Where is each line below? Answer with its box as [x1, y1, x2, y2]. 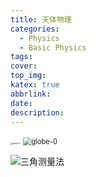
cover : [10, 61, 38, 71]
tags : [10, 52, 33, 62]
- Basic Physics [19, 42, 87, 53]
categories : [10, 24, 60, 34]
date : [10, 98, 33, 108]
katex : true [10, 80, 60, 90]
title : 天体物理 [10, 14, 72, 25]
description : [10, 107, 65, 118]
